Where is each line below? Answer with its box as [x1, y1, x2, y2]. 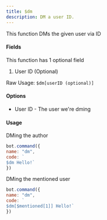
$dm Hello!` [6, 159, 35, 166]
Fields [6, 43, 22, 50]
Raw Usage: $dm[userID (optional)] [6, 79, 95, 86]
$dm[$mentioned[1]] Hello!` [6, 203, 75, 209]
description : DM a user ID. [6, 14, 75, 20]
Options [6, 92, 26, 99]
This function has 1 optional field [6, 56, 84, 63]
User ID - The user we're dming [14, 105, 91, 112]
